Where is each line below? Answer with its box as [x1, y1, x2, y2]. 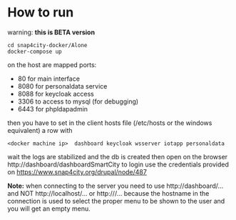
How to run [7, 4, 74, 21]
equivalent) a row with [7, 126, 73, 134]
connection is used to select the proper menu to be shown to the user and [7, 196, 225, 205]
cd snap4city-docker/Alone [7, 41, 88, 49]
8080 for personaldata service [17, 81, 108, 90]
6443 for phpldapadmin [17, 104, 88, 113]
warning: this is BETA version [7, 28, 95, 36]
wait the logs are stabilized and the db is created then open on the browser [7, 152, 228, 161]
